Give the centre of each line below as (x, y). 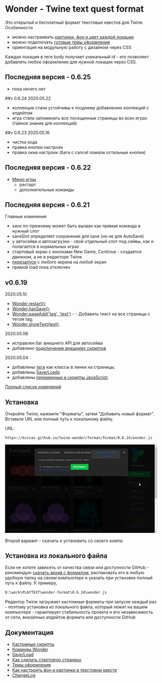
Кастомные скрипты (33, 644)
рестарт (28, 184)
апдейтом (22, 113)
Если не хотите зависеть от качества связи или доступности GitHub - (77, 567)
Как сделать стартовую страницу (47, 660)
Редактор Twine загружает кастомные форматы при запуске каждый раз (81, 602)
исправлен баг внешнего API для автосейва (57, 343)
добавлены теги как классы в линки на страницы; (64, 367)
